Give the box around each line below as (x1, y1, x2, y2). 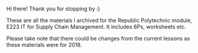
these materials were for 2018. (6, 42, 82, 48)
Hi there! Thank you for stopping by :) (6, 5, 100, 12)
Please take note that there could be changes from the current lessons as (6, 35, 190, 42)
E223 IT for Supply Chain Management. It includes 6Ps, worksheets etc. (6, 23, 186, 30)
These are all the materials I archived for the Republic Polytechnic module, (6, 17, 193, 23)
